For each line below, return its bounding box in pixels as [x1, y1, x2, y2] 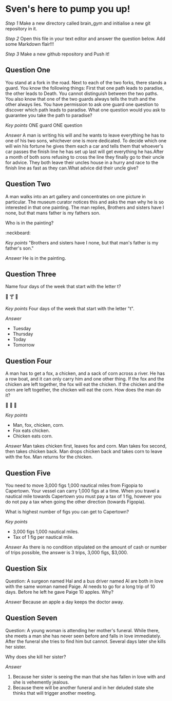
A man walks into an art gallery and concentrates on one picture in [5, 193, 146, 199]
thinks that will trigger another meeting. [12, 690, 97, 696]
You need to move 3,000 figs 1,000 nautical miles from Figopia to [5, 482, 143, 488]
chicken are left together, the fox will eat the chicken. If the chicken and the [5, 381, 165, 388]
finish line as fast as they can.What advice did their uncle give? [5, 165, 139, 171]
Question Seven [5, 614, 58, 622]
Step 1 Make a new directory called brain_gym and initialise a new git [5, 20, 150, 26]
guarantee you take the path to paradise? [5, 112, 92, 118]
